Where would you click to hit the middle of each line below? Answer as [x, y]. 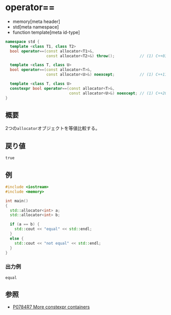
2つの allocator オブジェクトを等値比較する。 [53, 128]
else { [17, 239]
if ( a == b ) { [25, 224]
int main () [17, 201]
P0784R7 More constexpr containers [51, 307]
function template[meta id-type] [46, 32]
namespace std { [22, 42]
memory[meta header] [36, 21]
